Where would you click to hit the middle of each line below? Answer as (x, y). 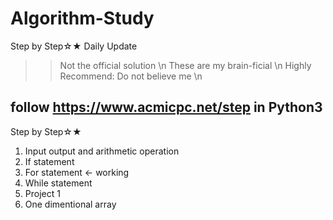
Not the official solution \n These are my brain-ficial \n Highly (185, 65)
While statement (58, 183)
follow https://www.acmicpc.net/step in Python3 (166, 107)
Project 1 (42, 193)
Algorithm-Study (82, 18)
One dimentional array (70, 204)
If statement (49, 161)
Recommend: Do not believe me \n (131, 76)
